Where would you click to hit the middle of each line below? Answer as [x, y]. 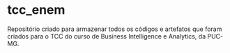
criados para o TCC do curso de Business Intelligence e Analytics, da [107, 36]
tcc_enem [36, 10]
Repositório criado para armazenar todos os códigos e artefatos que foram [115, 29]
